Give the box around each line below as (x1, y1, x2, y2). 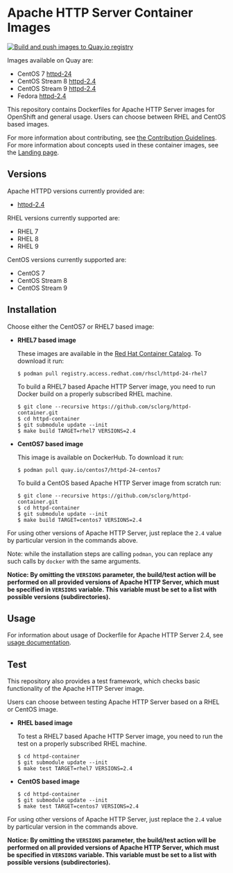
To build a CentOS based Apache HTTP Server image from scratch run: (17, 478, 222, 487)
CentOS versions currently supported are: (7, 255, 127, 263)
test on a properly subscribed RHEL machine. (17, 740, 147, 748)
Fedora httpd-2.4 (17, 92, 67, 100)
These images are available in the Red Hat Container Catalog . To (17, 349, 202, 357)
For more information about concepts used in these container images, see (7, 140, 218, 149)
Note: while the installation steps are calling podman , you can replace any (7, 549, 213, 557)
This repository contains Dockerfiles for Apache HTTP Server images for (7, 105, 215, 113)
